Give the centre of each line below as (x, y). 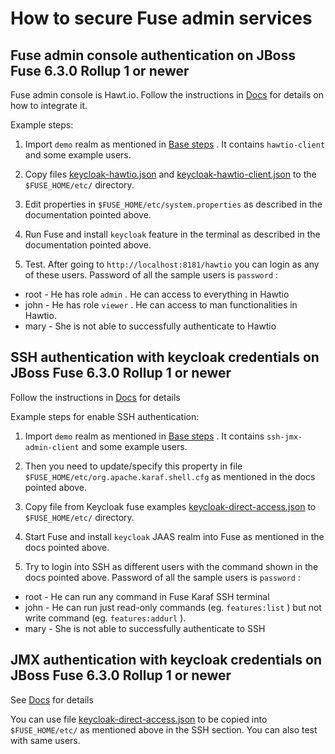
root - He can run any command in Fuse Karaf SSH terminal (147, 596)
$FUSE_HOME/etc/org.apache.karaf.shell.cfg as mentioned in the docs (170, 476)
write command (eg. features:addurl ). (105, 618)
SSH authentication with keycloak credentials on (165, 357)
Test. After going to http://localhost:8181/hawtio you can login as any (172, 264)
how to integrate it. (49, 105)
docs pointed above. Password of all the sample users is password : (162, 577)
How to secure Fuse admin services (161, 18)
